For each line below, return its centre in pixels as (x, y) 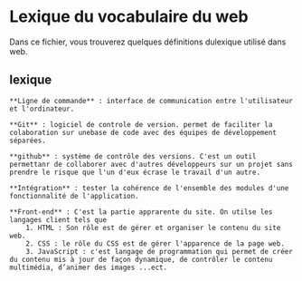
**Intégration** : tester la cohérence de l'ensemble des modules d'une (149, 188)
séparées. (28, 140)
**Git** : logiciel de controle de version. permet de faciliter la (141, 124)
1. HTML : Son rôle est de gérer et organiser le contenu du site (153, 228)
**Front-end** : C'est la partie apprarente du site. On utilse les (141, 212)
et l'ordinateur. (42, 109)
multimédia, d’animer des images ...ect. (89, 267)
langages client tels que (58, 219)
